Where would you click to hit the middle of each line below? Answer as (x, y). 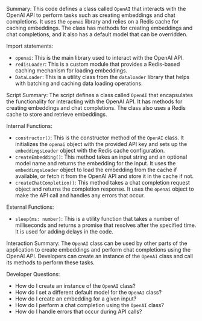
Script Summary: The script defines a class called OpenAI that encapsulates (99, 95)
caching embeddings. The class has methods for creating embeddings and (99, 28)
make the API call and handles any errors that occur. (80, 195)
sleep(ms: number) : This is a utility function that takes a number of (97, 219)
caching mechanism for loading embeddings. (71, 71)
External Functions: (30, 207)
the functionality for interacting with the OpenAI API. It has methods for (94, 101)
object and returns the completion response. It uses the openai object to (104, 189)
